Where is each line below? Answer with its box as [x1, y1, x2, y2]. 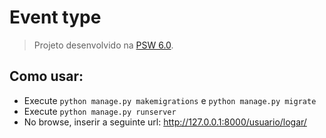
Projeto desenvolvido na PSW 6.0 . [33, 39, 174, 51]
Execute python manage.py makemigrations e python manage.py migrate [23, 94, 317, 106]
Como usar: [9, 68, 84, 85]
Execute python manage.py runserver [23, 105, 177, 117]
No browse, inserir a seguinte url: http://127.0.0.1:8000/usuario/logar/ [23, 116, 307, 128]
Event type [9, 6, 102, 29]
